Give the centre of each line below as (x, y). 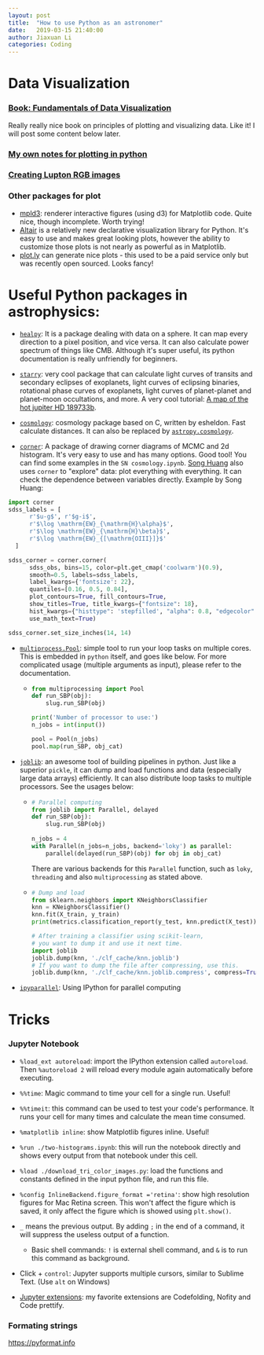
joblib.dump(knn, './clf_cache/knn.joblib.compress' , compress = (139, 973)
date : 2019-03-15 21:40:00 (56, 30)
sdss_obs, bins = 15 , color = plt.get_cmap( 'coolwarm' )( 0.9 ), (126, 567)
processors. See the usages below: (77, 786)
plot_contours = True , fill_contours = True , (98, 597)
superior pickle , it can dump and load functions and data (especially (130, 769)
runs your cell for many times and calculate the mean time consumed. (132, 1116)
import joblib (54, 951)
